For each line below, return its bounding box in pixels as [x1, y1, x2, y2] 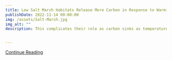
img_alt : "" [5, 21, 31, 27]
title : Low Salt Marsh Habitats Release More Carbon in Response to [5, 7, 155, 13]
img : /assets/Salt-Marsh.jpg [5, 17, 68, 22]
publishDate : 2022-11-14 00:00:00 [5, 12, 79, 17]
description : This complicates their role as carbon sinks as [5, 26, 141, 32]
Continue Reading [5, 49, 44, 55]
